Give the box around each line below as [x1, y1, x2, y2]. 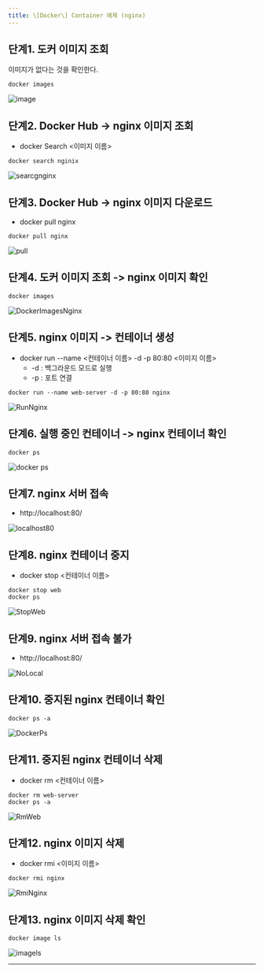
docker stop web [8, 587, 61, 595]
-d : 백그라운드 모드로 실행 [31, 363, 112, 372]
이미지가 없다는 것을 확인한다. [8, 64, 99, 75]
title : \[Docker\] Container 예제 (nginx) [8, 11, 146, 20]
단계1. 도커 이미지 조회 [8, 42, 109, 56]
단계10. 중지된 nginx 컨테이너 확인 [8, 693, 165, 706]
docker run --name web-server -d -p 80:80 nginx [8, 389, 170, 396]
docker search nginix [8, 157, 79, 165]
